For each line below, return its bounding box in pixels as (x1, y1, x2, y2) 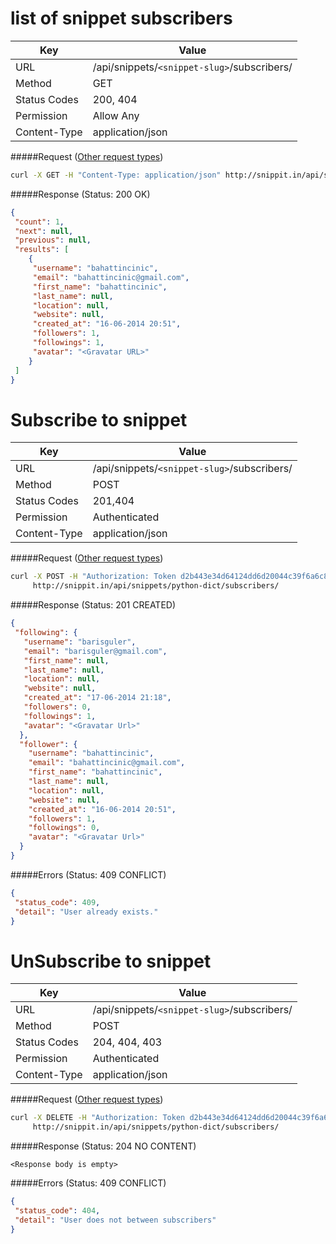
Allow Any (92, 108, 140, 122)
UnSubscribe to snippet (10, 950, 212, 972)
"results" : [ (14, 245, 70, 255)
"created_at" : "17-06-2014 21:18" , (23, 693, 172, 703)
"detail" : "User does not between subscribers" (14, 1215, 217, 1225)
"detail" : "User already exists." (14, 907, 159, 917)
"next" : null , (14, 226, 74, 236)
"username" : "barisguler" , (23, 637, 137, 647)
